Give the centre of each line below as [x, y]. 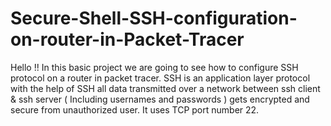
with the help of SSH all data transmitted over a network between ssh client [165, 88]
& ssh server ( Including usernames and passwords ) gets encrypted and [160, 99]
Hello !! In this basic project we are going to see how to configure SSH [154, 67]
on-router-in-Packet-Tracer [127, 39]
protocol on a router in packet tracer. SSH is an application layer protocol [160, 78]
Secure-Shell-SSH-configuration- [154, 18]
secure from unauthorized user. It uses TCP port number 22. [135, 109]
